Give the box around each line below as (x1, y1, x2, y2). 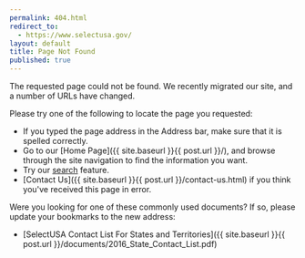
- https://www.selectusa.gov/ (17, 30, 132, 39)
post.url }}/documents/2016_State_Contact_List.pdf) (22, 239, 218, 249)
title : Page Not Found (9, 47, 96, 57)
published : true (9, 56, 71, 65)
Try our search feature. (22, 165, 110, 175)
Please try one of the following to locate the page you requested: (9, 108, 253, 119)
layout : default (9, 38, 71, 48)
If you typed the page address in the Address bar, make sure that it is (22, 126, 282, 137)
